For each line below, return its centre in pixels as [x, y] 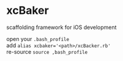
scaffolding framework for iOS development [61, 27]
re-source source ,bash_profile [47, 51]
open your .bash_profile [38, 39]
